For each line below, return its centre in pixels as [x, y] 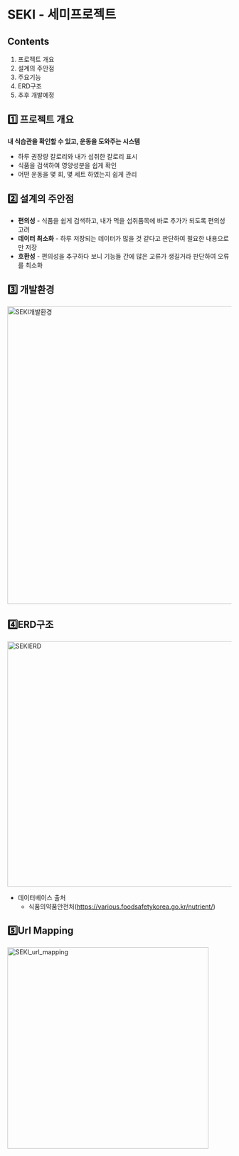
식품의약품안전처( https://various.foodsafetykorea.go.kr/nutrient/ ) [122, 907]
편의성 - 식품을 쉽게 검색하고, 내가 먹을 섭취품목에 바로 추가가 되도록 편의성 [121, 220]
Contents [28, 41]
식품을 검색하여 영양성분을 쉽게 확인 [67, 165]
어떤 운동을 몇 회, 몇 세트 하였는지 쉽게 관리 [77, 174]
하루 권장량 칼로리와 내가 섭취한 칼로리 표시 [78, 156]
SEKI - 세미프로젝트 [62, 15]
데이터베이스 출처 [42, 898]
